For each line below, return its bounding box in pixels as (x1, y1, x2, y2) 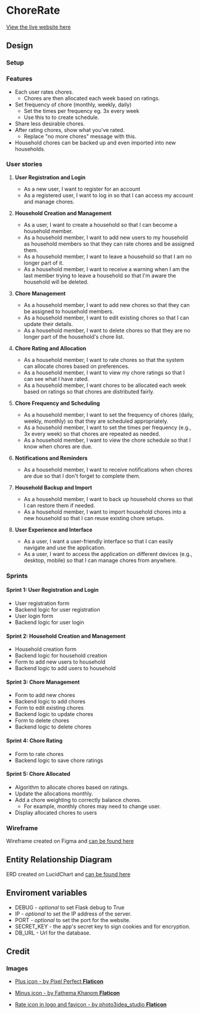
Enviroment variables (6, 888, 88, 898)
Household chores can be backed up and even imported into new (14, 139, 176, 146)
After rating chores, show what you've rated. (14, 126, 125, 133)
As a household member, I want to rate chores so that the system (23, 356, 184, 363)
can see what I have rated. (23, 375, 90, 382)
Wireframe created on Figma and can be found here (6, 837, 134, 845)
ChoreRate (6, 4, 60, 17)
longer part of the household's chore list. (23, 333, 124, 340)
